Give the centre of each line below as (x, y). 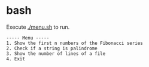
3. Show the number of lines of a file (56, 54)
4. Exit (16, 59)
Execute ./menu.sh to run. (38, 27)
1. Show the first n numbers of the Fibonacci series (75, 43)
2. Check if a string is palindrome (52, 48)
